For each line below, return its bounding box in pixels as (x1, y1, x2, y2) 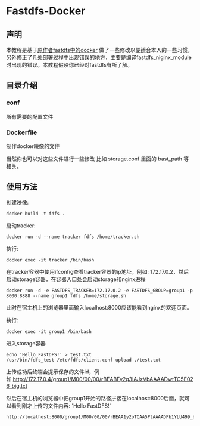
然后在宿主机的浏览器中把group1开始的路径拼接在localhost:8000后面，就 (6, 394, 185, 402)
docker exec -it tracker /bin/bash (6, 257, 95, 263)
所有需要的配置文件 (6, 113, 54, 120)
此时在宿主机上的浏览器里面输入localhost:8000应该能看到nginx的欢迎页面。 (6, 304, 192, 311)
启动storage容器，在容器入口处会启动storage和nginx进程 (6, 276, 146, 283)
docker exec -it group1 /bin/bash (6, 328, 92, 335)
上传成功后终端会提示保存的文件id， (6, 368, 94, 375)
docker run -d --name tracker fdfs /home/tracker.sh (6, 234, 140, 240)
